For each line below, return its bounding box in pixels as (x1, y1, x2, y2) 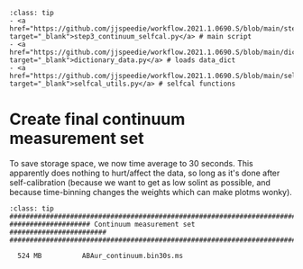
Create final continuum (9, 109, 186, 130)
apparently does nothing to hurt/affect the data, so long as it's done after (9, 167, 280, 178)
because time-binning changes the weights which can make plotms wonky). (9, 186, 293, 197)
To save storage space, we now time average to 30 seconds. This (9, 157, 254, 168)
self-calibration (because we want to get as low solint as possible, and (9, 176, 271, 188)
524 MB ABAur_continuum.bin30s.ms (17, 251, 183, 260)
